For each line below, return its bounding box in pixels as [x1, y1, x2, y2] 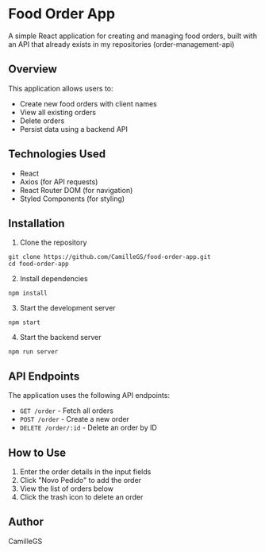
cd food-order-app [8, 260, 69, 268]
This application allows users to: [8, 83, 113, 93]
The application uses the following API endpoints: [8, 391, 171, 400]
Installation [8, 216, 65, 230]
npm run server [8, 348, 59, 356]
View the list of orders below [19, 484, 113, 493]
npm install [8, 289, 48, 298]
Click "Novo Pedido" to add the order [19, 476, 141, 484]
